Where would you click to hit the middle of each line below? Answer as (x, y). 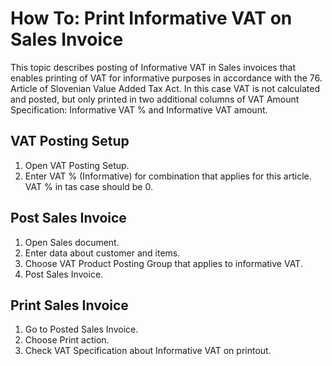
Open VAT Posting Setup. (77, 165)
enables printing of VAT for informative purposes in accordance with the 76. (166, 78)
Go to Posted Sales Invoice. (81, 329)
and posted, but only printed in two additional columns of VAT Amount (155, 99)
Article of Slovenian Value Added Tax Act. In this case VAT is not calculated (165, 88)
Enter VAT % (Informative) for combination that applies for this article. (168, 176)
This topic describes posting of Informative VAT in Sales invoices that (153, 67)
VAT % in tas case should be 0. (88, 186)
